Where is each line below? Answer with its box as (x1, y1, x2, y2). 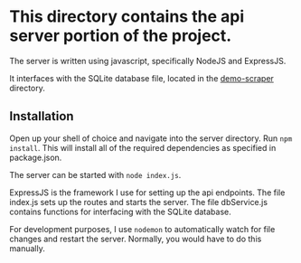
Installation (9, 108, 74, 124)
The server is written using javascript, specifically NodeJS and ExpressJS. (9, 55, 287, 66)
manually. (9, 242, 45, 254)
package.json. (9, 152, 62, 163)
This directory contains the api (9, 6, 245, 27)
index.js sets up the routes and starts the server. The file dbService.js (9, 196, 268, 207)
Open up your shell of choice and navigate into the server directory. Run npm (9, 133, 293, 144)
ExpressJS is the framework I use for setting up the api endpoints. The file (9, 187, 286, 198)
